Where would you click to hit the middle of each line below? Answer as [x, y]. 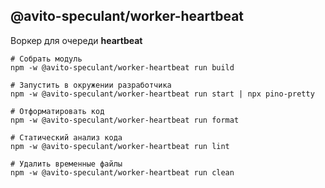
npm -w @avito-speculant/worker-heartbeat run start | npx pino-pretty [162, 94]
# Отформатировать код [57, 111]
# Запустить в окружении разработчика [91, 85]
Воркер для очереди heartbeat [76, 40]
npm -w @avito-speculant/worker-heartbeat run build [122, 67]
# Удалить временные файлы [66, 164]
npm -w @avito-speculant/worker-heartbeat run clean [122, 172]
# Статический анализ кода [66, 137]
